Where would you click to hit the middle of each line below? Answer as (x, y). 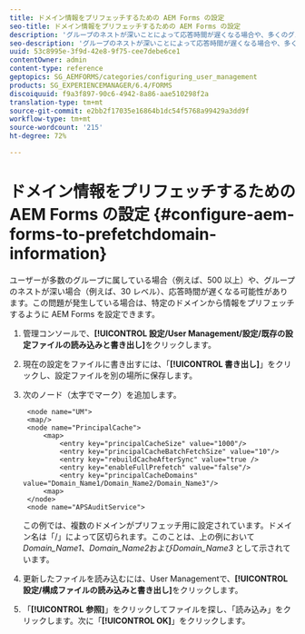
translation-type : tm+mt (56, 102)
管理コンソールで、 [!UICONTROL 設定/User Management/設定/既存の (154, 333)
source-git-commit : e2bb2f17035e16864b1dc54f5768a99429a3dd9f (129, 111)
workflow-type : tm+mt (50, 119)
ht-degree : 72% (38, 136)
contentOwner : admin (49, 60)
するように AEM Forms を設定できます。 (85, 313)
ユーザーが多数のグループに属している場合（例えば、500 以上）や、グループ (152, 280)
